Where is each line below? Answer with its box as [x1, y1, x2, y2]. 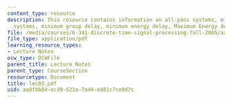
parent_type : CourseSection [7, 67, 88, 74]
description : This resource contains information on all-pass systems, [7, 16, 217, 23]
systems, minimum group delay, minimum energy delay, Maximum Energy [13, 23, 217, 29]
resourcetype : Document [7, 73, 76, 81]
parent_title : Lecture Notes [7, 61, 91, 68]
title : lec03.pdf [7, 80, 57, 87]
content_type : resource [7, 10, 76, 17]
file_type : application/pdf [7, 36, 88, 42]
